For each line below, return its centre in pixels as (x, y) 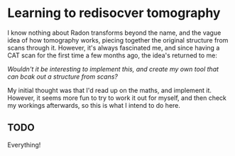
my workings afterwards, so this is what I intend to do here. (94, 105)
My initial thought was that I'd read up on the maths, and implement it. (109, 90)
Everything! (24, 145)
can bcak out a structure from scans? (63, 77)
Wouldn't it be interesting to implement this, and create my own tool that (113, 69)
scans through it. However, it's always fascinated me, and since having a (114, 48)
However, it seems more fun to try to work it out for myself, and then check (117, 98)
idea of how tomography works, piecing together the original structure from (118, 40)
